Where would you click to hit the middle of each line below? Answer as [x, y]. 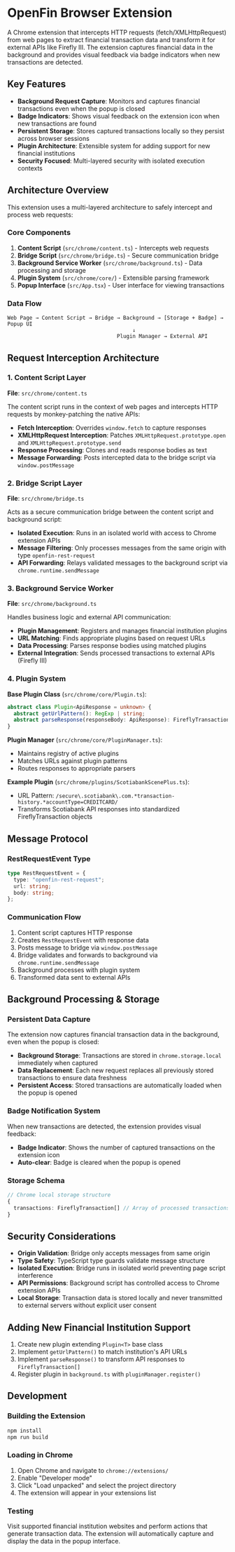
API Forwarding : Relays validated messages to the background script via [122, 563]
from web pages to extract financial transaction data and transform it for [111, 39]
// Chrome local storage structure [59, 1195]
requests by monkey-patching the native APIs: [74, 414]
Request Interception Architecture [83, 358]
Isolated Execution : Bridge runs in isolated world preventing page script [121, 1268]
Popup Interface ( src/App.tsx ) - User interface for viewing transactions [121, 285]
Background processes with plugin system [79, 970]
